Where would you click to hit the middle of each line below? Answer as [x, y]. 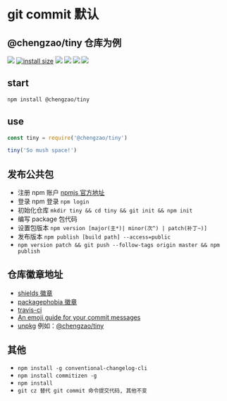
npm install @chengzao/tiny [49, 100]
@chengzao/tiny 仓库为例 [65, 43]
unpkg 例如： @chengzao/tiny [61, 325]
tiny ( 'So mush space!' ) [42, 150]
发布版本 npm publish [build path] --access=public [94, 237]
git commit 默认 [53, 14]
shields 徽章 [35, 293]
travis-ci [30, 310]
